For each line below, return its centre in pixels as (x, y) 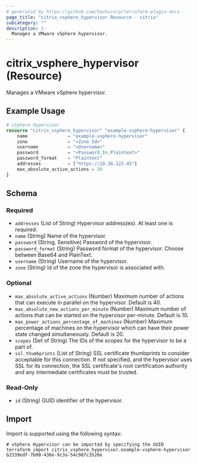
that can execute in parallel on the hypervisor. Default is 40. (88, 302)
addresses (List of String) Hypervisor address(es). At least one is (94, 223)
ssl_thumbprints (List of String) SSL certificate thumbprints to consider (102, 353)
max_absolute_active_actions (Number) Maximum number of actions (99, 296)
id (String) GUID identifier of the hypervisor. (69, 400)
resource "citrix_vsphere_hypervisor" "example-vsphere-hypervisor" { (96, 130)
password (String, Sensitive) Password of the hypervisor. (83, 243)
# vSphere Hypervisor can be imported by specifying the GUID (85, 445)
